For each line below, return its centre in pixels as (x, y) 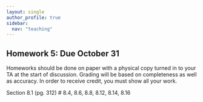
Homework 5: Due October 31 (63, 53)
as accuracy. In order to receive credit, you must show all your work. (92, 81)
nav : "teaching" (32, 29)
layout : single (25, 12)
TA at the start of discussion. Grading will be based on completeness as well (101, 75)
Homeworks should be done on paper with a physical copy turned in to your (101, 68)
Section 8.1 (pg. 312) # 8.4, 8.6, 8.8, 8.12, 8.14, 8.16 (68, 93)
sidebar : (17, 23)
